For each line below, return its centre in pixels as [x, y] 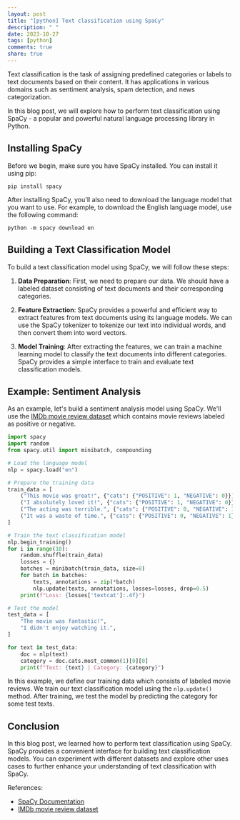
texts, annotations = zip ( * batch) [84, 582]
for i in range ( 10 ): [38, 549]
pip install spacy [35, 186]
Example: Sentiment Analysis [74, 391]
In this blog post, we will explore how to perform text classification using [114, 111]
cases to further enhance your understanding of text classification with [112, 766]
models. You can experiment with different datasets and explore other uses [118, 759]
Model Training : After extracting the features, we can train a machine [120, 346]
